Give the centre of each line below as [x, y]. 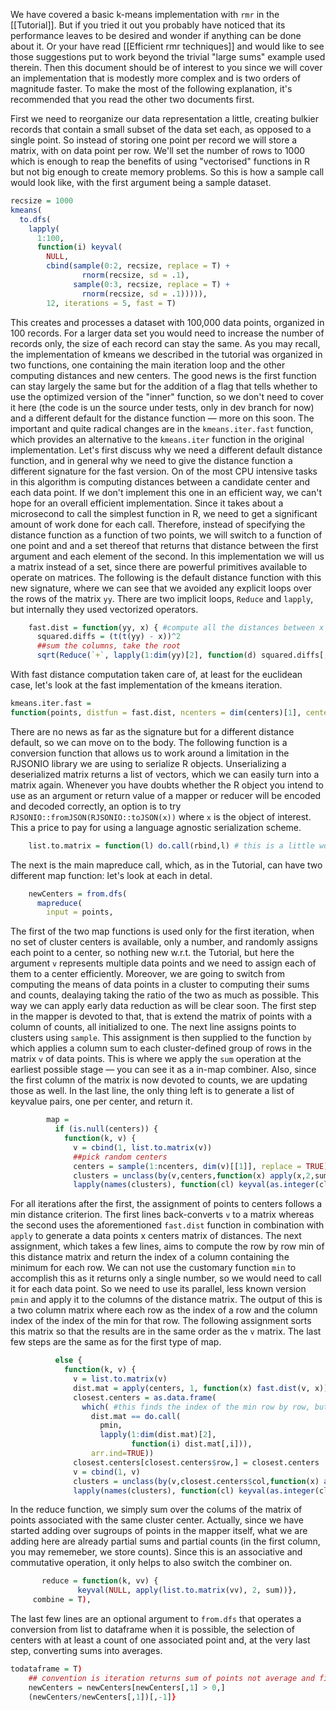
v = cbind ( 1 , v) [107, 1472]
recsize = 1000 [42, 201]
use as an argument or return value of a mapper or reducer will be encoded [166, 795]
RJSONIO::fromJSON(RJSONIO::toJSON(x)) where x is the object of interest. [161, 816]
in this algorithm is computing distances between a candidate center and [160, 481]
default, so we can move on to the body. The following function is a [149, 742]
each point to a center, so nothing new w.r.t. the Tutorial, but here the [152, 953]
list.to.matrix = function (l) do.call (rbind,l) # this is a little [171, 845]
